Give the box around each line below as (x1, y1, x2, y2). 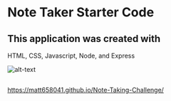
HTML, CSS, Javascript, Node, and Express (7, 51, 135, 60)
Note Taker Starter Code (7, 4, 155, 21)
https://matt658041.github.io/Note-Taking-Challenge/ (7, 86, 164, 95)
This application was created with (7, 33, 161, 45)
